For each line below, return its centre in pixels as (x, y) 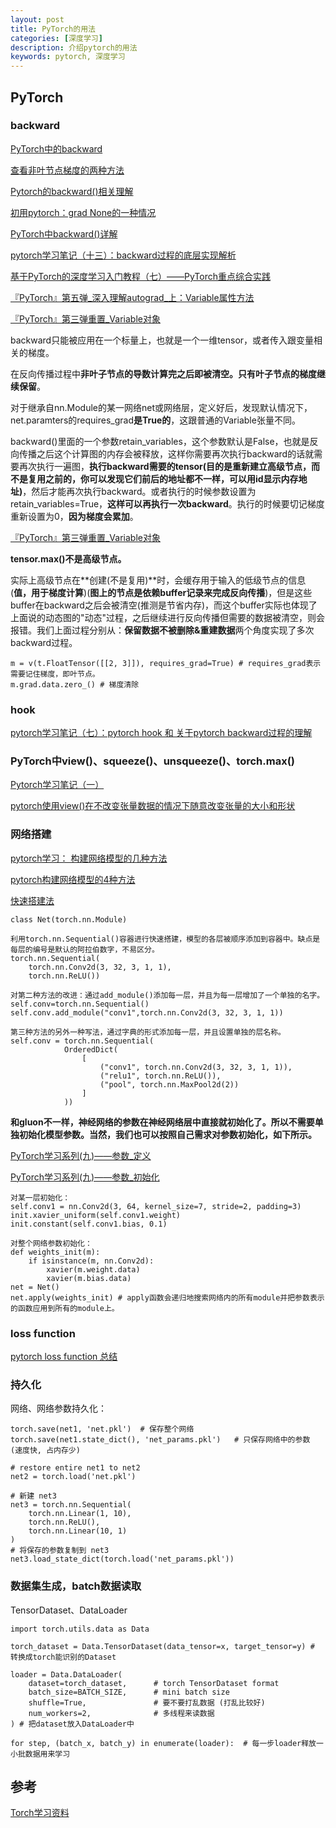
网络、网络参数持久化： (58, 1408)
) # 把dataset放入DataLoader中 (72, 1724)
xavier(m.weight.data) (93, 1269)
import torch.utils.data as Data (80, 1629)
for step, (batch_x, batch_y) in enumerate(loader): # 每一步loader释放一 (167, 1743)
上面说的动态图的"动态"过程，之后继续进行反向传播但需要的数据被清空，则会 (168, 617)
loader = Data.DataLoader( (66, 1674)
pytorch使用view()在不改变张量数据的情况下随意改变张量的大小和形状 (153, 806)
